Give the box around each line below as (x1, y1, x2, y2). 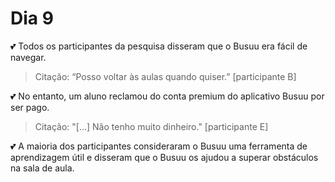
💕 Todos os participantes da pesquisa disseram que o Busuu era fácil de (10, 40, 308, 52)
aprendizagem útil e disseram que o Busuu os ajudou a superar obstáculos (10, 151, 319, 163)
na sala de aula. (10, 162, 75, 174)
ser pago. (10, 101, 50, 113)
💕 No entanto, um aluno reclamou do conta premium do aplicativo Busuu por (10, 90, 325, 102)
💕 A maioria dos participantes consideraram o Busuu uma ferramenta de (10, 140, 308, 152)
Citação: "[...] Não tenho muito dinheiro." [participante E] (34, 120, 269, 132)
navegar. (10, 51, 47, 63)
